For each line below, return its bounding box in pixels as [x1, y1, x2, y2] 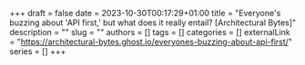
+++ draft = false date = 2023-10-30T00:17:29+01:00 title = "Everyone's [9, 8, 281, 18]
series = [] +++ [9, 46, 66, 57]
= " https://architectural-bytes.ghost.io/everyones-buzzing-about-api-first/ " [9, 36, 293, 47]
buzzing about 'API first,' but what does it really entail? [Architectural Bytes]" [9, 17, 297, 28]
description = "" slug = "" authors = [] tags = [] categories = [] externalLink [9, 27, 290, 37]
